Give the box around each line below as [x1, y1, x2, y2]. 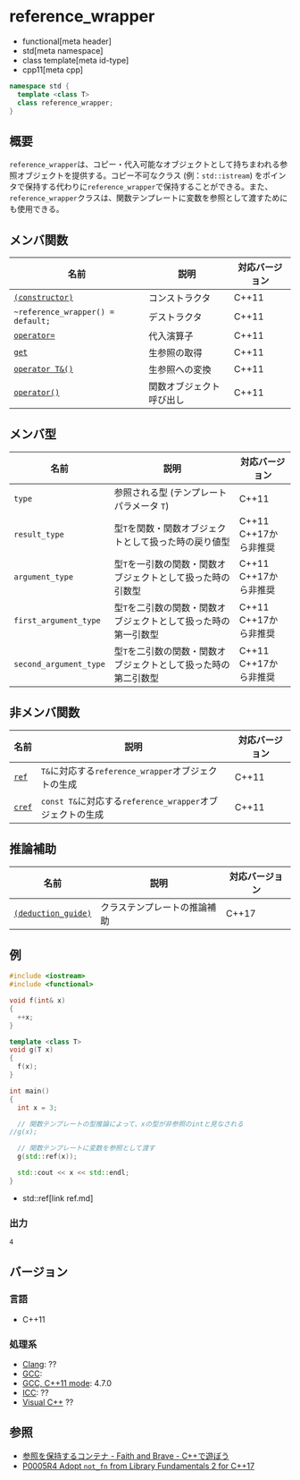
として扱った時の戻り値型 [122, 535, 230, 547]
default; [13, 316, 51, 326]
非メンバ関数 [9, 705, 80, 721]
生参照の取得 [148, 347, 203, 359]
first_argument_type [13, 615, 101, 625]
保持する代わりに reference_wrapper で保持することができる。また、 [24, 182, 273, 192]
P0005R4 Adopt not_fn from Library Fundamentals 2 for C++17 [21, 1460, 255, 1471]
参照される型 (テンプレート [113, 486, 228, 498]
